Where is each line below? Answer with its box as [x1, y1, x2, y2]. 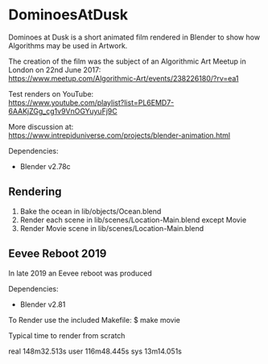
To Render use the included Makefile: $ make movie [8, 315, 181, 325]
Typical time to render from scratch [8, 330, 126, 340]
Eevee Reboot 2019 [8, 247, 107, 261]
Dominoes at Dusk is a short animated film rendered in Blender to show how [8, 32, 260, 42]
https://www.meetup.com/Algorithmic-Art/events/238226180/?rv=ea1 [8, 73, 239, 83]
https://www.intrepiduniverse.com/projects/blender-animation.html [8, 130, 231, 140]
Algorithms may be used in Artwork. [8, 40, 128, 50]
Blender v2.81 [19, 300, 66, 309]
